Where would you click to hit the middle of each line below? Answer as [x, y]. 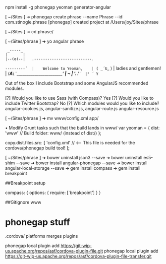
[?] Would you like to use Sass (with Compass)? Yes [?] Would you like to [79, 98]
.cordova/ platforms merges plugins [42, 236]
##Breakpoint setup [25, 183]
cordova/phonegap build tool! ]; [37, 148]
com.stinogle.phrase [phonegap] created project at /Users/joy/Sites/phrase [82, 22]
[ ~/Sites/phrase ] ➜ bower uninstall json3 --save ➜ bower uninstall [74, 158]
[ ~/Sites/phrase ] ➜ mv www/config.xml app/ [52, 118]
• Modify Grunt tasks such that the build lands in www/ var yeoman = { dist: [83, 128]
